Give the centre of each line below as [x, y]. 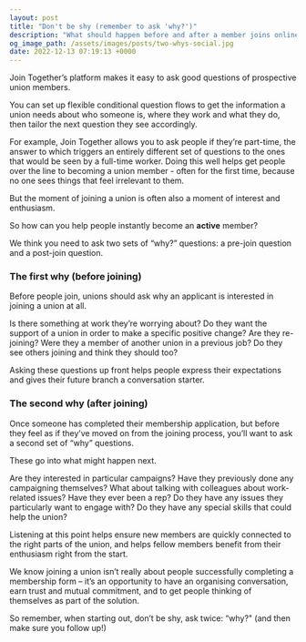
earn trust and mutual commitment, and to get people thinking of [131, 591]
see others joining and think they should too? [94, 352]
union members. [40, 87]
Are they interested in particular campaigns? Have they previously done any [152, 478]
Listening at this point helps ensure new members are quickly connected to [150, 535]
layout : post [34, 18]
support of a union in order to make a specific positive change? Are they [145, 333]
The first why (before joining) [76, 277]
